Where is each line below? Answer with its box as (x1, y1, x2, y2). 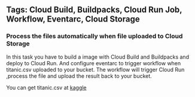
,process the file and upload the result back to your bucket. (6, 72, 153, 80)
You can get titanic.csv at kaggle (6, 84, 87, 91)
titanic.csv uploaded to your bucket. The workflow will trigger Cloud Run (6, 66, 185, 73)
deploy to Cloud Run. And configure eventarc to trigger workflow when (6, 59, 181, 66)
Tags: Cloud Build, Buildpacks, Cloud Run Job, (6, 5, 182, 15)
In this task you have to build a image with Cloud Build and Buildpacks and (6, 53, 190, 60)
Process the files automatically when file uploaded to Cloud (6, 32, 183, 41)
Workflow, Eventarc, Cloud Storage (6, 14, 140, 25)
